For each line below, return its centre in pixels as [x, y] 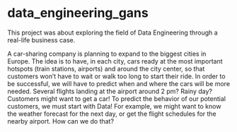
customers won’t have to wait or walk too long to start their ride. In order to [116, 76]
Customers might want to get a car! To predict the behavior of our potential [117, 98]
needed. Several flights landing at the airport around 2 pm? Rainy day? [110, 91]
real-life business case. [41, 40]
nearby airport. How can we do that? [61, 121]
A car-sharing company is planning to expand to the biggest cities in [107, 54]
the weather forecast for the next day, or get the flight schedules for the [112, 114]
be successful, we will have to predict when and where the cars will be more [119, 83]
